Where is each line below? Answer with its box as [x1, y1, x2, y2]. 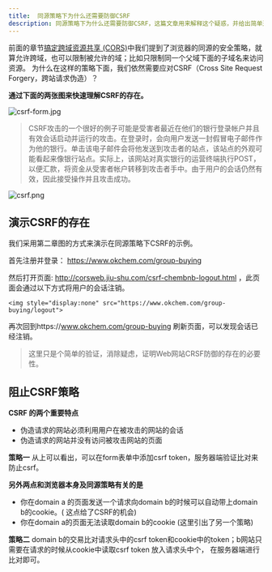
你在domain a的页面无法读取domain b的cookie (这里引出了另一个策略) [19, 518, 253, 527]
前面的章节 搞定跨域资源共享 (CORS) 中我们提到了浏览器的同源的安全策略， [8, 42, 256, 53]
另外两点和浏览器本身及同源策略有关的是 [8, 480, 143, 490]
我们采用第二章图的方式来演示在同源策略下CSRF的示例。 [8, 238, 198, 248]
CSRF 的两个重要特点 [8, 408, 79, 418]
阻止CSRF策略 [8, 385, 79, 399]
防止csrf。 [8, 463, 44, 472]
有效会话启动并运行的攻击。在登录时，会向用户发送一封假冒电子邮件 [28, 133, 256, 143]
